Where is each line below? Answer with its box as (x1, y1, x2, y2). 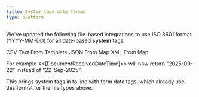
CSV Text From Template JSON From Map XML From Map (6, 48, 149, 55)
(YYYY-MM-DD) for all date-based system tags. (6, 37, 125, 44)
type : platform (6, 14, 44, 20)
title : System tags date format (6, 8, 87, 15)
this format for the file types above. (6, 84, 93, 91)
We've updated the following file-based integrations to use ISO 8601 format (6, 30, 192, 37)
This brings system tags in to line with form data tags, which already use (6, 78, 185, 85)
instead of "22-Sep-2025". (16, 66, 82, 73)
